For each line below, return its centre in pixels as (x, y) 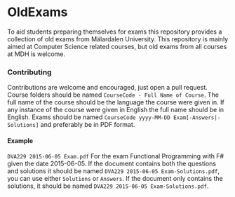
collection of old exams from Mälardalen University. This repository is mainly (118, 39)
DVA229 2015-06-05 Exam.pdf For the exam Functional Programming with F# (116, 156)
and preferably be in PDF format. (88, 125)
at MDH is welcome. (36, 54)
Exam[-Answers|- (197, 118)
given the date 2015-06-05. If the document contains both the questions (112, 164)
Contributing (29, 72)
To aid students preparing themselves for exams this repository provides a (115, 32)
